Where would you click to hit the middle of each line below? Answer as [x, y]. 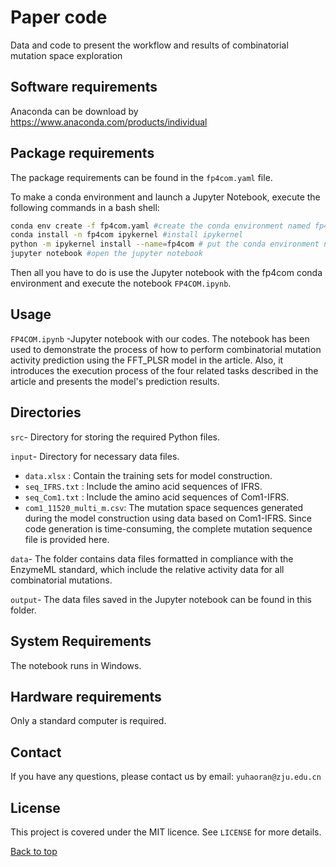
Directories [46, 412]
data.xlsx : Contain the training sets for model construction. [148, 475]
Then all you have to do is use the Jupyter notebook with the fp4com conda [166, 273]
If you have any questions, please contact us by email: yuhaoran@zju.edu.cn [166, 777]
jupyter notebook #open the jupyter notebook [106, 254]
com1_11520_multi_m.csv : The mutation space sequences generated [164, 507]
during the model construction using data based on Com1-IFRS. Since [168, 518]
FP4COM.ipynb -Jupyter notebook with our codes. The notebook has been [160, 338]
